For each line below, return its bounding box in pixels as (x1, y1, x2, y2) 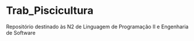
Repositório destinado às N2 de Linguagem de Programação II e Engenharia (6, 23, 189, 30)
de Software (6, 29, 36, 36)
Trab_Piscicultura (6, 4, 93, 17)
